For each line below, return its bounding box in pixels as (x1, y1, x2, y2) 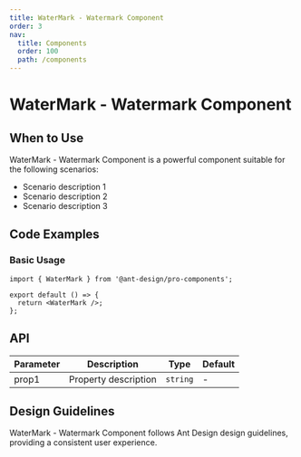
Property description (68, 373, 157, 386)
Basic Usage (9, 254, 66, 267)
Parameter (14, 357, 61, 370)
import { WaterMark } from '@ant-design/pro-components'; (9, 274, 233, 283)
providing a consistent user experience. (9, 437, 158, 448)
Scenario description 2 (22, 191, 108, 202)
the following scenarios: (9, 164, 99, 175)
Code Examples (9, 227, 100, 243)
